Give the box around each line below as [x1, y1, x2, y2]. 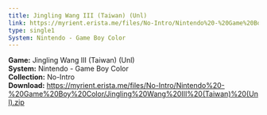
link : [8, 19, 26, 27]
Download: [8, 81, 45, 90]
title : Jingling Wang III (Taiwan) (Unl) [8, 11, 148, 20]
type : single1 [8, 26, 56, 34]
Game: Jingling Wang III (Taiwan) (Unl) [8, 56, 135, 65]
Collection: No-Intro [8, 72, 75, 82]
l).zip [8, 98, 25, 107]
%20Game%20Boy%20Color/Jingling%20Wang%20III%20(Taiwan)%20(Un [8, 89, 258, 99]
